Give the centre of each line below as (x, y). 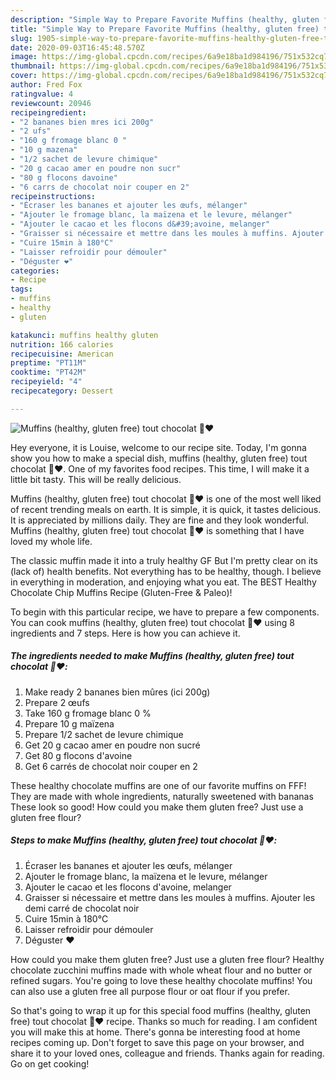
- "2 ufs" (31, 131)
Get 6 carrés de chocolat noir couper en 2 (111, 766)
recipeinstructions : (53, 196)
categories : (35, 271)
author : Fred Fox (46, 85)
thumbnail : (33, 66)
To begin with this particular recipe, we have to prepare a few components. (165, 612)
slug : (21, 38)
